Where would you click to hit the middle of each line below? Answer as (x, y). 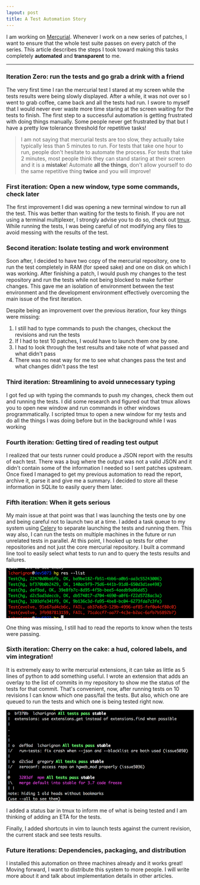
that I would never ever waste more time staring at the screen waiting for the (100, 109)
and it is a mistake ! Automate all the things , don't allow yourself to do (106, 165)
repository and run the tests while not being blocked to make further (90, 280)
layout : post (22, 13)
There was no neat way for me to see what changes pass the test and (100, 360)
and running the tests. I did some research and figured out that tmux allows (98, 401)
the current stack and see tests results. (54, 835)
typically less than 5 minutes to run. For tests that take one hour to (102, 146)
